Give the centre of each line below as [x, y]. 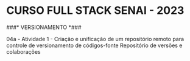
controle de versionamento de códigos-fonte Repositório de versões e [94, 45]
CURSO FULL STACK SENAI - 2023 [95, 11]
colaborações [23, 51]
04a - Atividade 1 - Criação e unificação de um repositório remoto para [95, 39]
